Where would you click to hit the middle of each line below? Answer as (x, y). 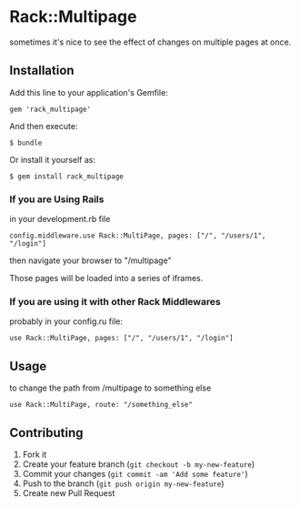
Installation (42, 71)
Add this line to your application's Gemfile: (89, 92)
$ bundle (26, 143)
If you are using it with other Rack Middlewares (115, 301)
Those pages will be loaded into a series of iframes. (106, 279)
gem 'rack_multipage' (50, 109)
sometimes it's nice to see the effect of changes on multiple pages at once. (150, 42)
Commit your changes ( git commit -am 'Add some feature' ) (135, 473)
